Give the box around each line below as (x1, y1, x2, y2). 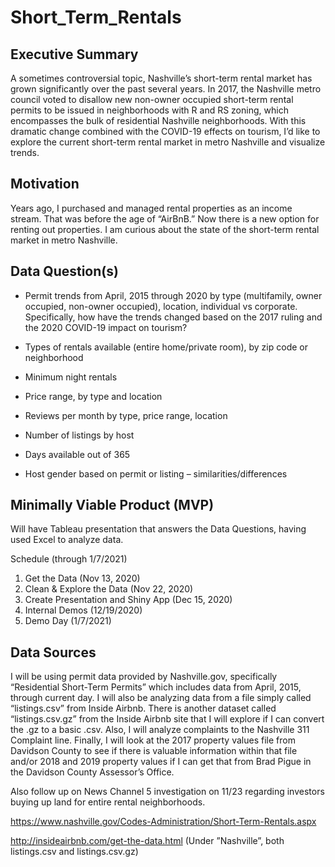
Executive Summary (10, 46, 139, 63)
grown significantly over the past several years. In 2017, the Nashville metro (10, 83, 322, 95)
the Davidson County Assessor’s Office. (10, 766, 175, 778)
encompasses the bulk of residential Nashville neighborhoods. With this (10, 115, 307, 126)
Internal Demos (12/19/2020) (24, 604, 143, 616)
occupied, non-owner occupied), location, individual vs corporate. (24, 300, 298, 312)
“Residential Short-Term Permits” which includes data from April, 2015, (10, 681, 302, 693)
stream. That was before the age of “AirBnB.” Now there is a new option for (10, 212, 320, 225)
